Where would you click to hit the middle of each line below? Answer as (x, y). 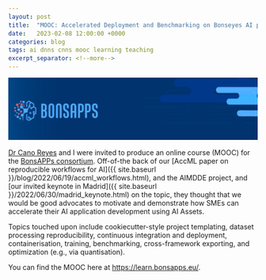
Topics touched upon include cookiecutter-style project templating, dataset (131, 227)
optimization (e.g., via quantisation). (66, 252)
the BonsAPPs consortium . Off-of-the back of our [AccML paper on (118, 161)
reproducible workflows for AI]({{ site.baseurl (82, 169)
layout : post (30, 17)
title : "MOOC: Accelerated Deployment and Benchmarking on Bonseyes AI (131, 25)
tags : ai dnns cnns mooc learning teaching (81, 50)
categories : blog (37, 42)
